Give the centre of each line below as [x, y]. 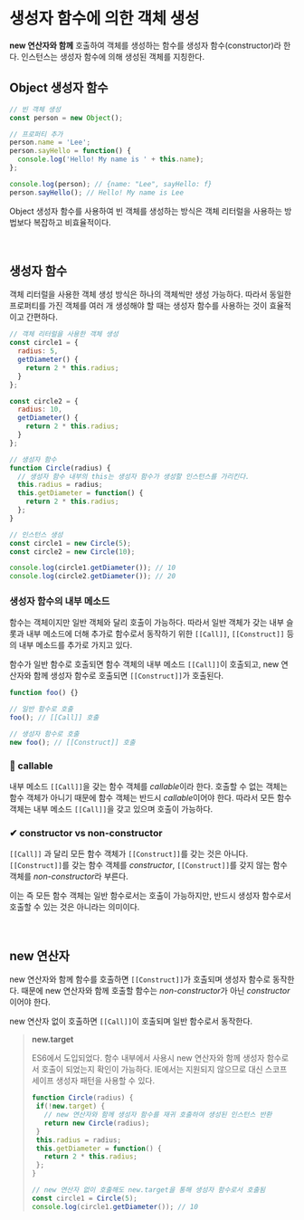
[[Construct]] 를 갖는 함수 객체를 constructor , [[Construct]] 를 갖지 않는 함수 [148, 865]
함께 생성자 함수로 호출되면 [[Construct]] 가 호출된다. [128, 676]
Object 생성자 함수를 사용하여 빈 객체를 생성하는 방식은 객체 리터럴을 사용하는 [146, 211]
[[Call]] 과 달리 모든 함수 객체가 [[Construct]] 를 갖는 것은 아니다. [129, 854]
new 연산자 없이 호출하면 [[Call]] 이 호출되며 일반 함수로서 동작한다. [131, 1021]
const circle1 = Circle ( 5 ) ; [85, 1198]
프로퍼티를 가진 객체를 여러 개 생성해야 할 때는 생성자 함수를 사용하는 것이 [138, 306]
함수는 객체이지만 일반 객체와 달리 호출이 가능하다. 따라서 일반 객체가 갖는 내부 [147, 623]
